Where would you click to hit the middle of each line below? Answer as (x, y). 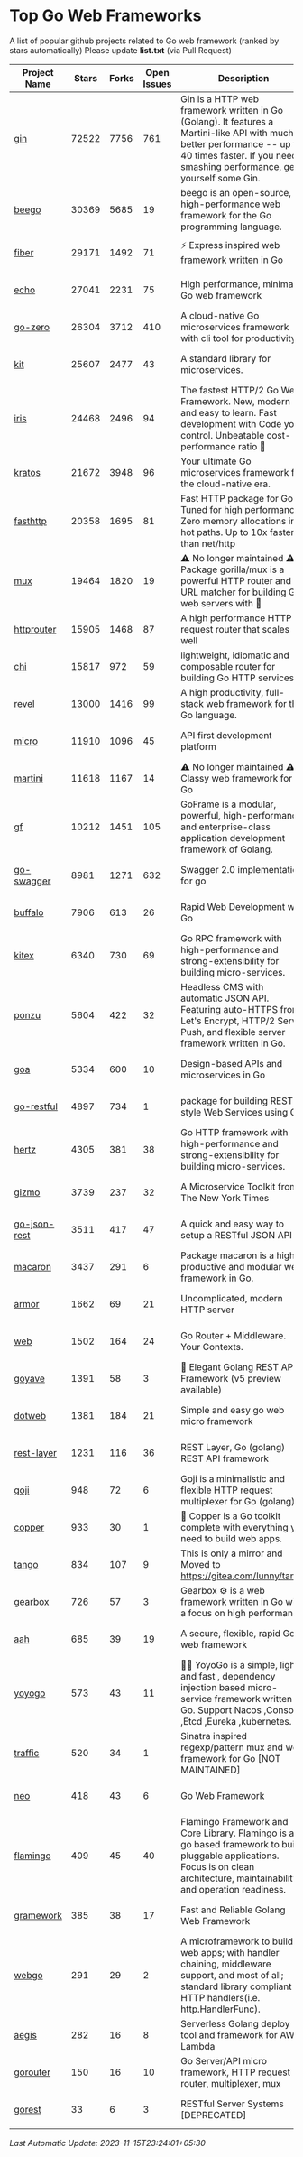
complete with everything (234, 1527)
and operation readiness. (233, 1889)
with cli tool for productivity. (239, 338)
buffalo (29, 912)
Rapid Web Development (233, 906)
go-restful (36, 1106)
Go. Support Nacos (220, 1709)
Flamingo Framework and (234, 1821)
